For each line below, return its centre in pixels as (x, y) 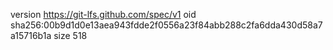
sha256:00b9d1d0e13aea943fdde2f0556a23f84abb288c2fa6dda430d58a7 (166, 25)
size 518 (70, 35)
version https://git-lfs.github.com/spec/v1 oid (103, 14)
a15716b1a (31, 35)
